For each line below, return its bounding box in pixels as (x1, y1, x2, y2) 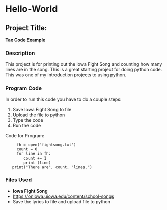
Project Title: (5, 23, 47, 32)
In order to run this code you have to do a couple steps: (5, 96, 122, 102)
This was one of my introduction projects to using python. (5, 72, 126, 78)
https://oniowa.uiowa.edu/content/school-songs (12, 193, 115, 199)
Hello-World (5, 3, 58, 15)
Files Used (5, 176, 32, 183)
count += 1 (23, 155, 47, 161)
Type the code (12, 117, 43, 123)
